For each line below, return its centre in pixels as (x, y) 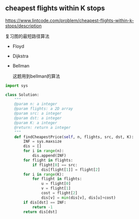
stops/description (23, 26)
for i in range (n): (44, 151)
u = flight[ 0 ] (56, 184)
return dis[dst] (40, 212)
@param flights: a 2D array (44, 109)
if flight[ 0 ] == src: (55, 165)
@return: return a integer (43, 127)
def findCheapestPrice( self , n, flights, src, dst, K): (74, 137)
